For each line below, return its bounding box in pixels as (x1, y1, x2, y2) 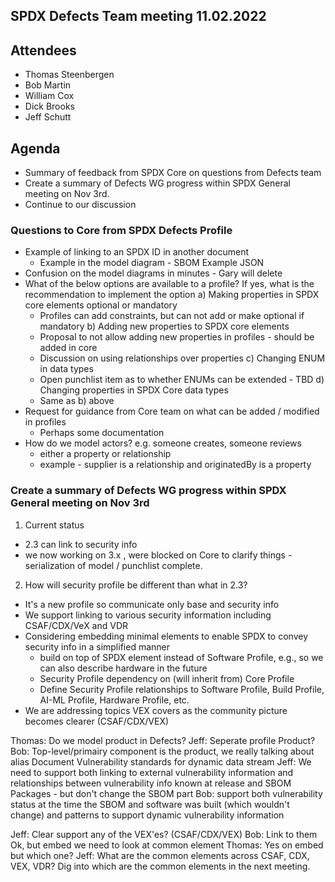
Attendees (10, 42, 77, 59)
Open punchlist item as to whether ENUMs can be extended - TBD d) (39, 374, 325, 386)
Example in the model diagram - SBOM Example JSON (39, 257, 265, 269)
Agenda (10, 140, 61, 157)
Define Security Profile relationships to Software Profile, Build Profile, (39, 683, 325, 695)
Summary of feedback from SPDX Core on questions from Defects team (24, 167, 322, 179)
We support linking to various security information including (24, 609, 272, 621)
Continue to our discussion (24, 199, 137, 211)
